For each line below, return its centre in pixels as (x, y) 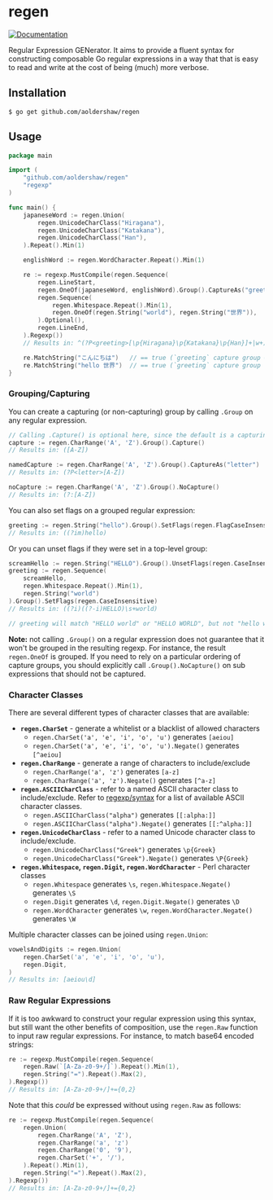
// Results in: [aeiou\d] (52, 980)
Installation (37, 93)
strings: (21, 1044)
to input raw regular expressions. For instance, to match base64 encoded (131, 1035)
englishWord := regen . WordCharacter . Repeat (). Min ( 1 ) (114, 260)
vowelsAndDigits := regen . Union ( (65, 949)
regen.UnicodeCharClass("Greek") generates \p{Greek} (124, 849)
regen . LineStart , (67, 282)
